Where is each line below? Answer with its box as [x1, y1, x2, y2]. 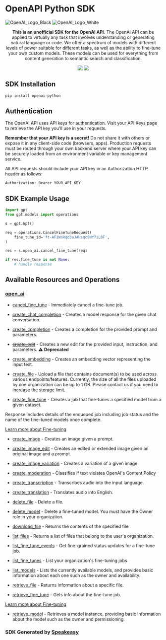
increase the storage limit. [12, 387, 66, 393]
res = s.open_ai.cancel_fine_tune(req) [5, 248, 88, 253]
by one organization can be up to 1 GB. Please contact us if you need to [12, 381, 159, 387]
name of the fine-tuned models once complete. [5, 417, 102, 423]
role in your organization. [12, 513, 63, 519]
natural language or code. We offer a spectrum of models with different [10, 39, 156, 45]
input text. [12, 361, 33, 367]
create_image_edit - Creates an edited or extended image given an [12, 445, 149, 451]
